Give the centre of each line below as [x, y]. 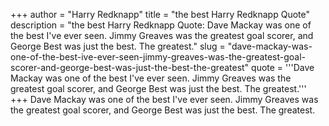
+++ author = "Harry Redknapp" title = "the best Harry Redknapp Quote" [160, 14]
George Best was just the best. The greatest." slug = [118, 46]
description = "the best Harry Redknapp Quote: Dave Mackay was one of [161, 25]
